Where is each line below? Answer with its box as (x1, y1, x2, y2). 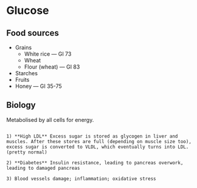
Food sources (6, 28, 60, 38)
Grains (15, 44, 32, 51)
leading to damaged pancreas (6, 165, 80, 171)
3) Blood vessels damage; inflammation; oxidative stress (6, 175, 156, 182)
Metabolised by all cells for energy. (6, 116, 94, 123)
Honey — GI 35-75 (15, 82, 62, 90)
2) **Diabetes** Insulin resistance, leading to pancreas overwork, (6, 159, 184, 166)
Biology (6, 100, 36, 110)
